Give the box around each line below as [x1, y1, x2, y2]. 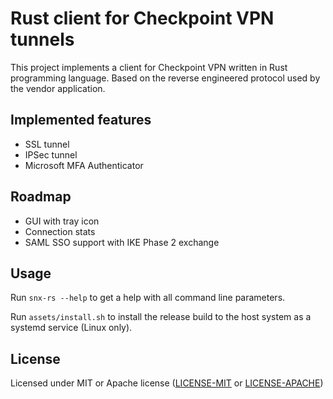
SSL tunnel [24, 138, 70, 150]
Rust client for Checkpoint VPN [10, 7, 275, 30]
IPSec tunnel [24, 148, 78, 161]
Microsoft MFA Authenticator [24, 159, 144, 171]
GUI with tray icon [24, 215, 100, 227]
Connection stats [24, 225, 96, 237]
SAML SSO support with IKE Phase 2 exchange [24, 236, 220, 248]
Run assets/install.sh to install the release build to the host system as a [10, 311, 312, 323]
